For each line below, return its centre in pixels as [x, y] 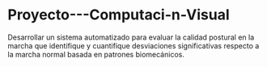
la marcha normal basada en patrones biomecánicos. [96, 54]
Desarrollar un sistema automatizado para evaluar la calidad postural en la [131, 37]
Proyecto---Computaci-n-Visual [119, 15]
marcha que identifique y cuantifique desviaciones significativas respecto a [133, 45]
